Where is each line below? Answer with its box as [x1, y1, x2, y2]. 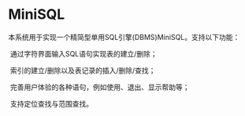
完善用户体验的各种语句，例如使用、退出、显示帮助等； [9, 82, 190, 92]
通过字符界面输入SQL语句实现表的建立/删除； [9, 49, 158, 58]
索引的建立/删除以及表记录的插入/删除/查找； [9, 65, 156, 75]
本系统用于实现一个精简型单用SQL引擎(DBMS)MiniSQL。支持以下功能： [8, 32, 240, 42]
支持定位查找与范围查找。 [9, 99, 93, 108]
